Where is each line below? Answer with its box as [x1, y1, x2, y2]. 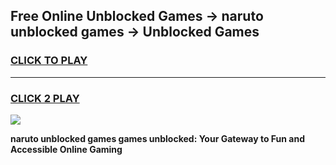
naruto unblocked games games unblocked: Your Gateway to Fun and [10, 132, 305, 144]
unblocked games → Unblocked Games [10, 24, 260, 41]
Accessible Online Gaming [10, 143, 123, 155]
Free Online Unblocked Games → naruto [10, 8, 264, 25]
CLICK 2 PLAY [10, 91, 80, 105]
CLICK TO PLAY [10, 54, 88, 68]
